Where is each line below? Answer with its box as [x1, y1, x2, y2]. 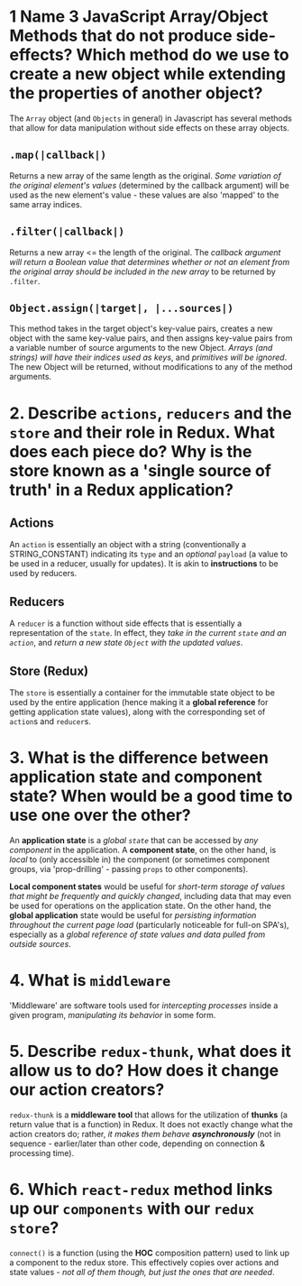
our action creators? [9, 1079, 165, 1100]
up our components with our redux [9, 1199, 255, 1218]
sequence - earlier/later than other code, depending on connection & [9, 1138, 266, 1149]
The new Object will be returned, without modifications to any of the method [9, 362, 293, 372]
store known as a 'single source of [9, 460, 272, 481]
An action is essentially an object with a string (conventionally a [9, 539, 246, 550]
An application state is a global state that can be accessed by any [9, 834, 259, 845]
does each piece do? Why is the [9, 441, 252, 462]
